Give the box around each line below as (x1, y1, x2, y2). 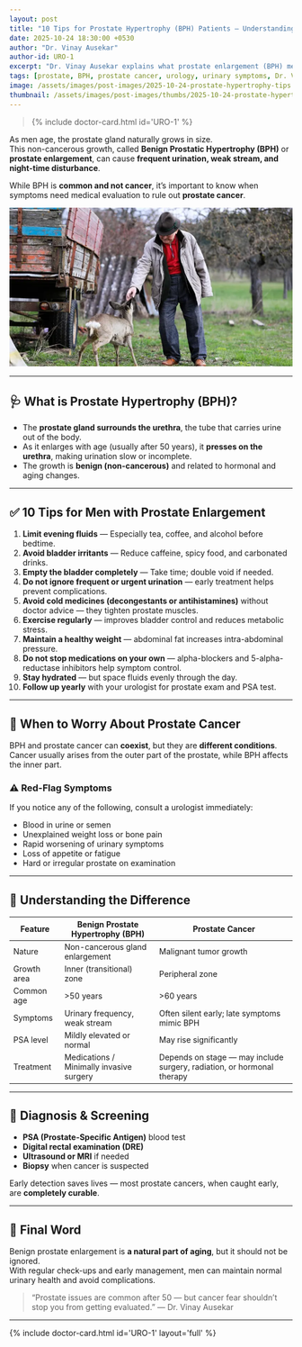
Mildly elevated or (64, 1029, 130, 1040)
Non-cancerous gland (64, 941, 147, 952)
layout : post (9, 14, 58, 23)
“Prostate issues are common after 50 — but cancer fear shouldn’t (31, 1292, 278, 1303)
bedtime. (22, 538, 56, 549)
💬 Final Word (9, 1222, 82, 1237)
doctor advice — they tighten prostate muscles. (22, 605, 200, 616)
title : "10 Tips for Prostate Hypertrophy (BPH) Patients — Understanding (9, 23, 296, 33)
